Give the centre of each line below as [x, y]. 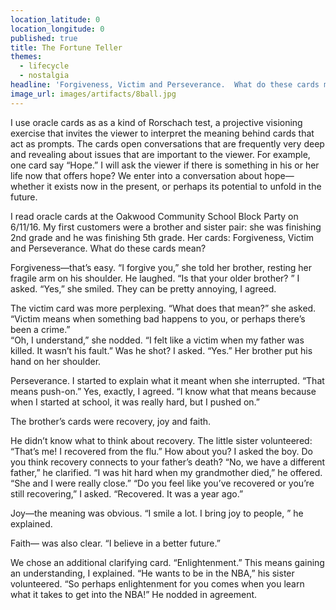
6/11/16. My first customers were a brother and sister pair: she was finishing [166, 227]
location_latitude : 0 [55, 19]
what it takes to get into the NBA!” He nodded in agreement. [134, 594]
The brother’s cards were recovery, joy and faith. [111, 421]
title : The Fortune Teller [66, 47]
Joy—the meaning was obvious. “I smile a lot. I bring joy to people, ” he [157, 513]
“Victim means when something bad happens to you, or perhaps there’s [158, 318]
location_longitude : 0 [57, 29]
